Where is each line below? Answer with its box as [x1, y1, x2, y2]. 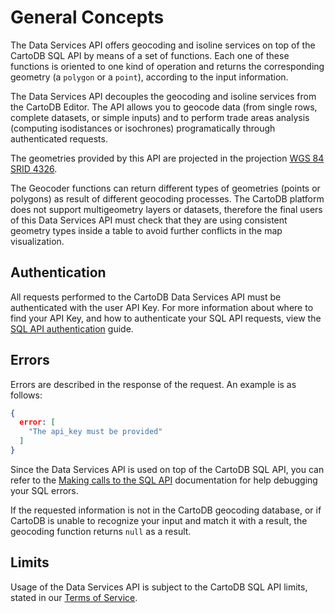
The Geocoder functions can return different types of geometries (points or [10, 182, 321, 194]
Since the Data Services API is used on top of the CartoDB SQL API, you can [10, 463, 325, 475]
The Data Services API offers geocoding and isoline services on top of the [10, 39, 316, 51]
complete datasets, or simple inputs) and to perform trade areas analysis [10, 111, 310, 123]
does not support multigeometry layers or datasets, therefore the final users [10, 203, 323, 215]
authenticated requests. [10, 132, 108, 145]
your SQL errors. [10, 484, 79, 496]
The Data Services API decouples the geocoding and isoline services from [10, 90, 317, 102]
